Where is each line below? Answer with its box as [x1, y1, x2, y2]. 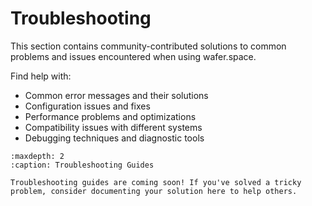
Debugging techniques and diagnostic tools [24, 132, 205, 144]
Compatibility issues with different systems [24, 121, 203, 133]
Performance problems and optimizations [24, 110, 197, 122]
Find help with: [10, 70, 72, 82]
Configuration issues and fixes [24, 100, 151, 112]
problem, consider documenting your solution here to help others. [10, 186, 298, 196]
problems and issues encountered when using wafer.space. [10, 50, 257, 62]
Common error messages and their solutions [24, 89, 209, 101]
